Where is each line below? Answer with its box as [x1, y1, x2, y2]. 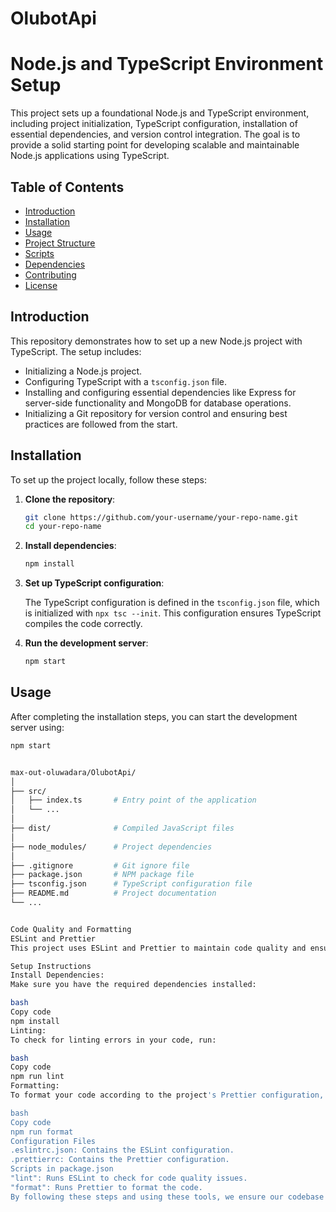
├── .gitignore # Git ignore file [10, 860, 190, 871]
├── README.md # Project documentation [10, 888, 217, 899]
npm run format [10, 1127, 74, 1137]
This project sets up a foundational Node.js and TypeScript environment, [10, 107, 310, 119]
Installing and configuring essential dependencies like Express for [24, 386, 297, 398]
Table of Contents [10, 178, 125, 196]
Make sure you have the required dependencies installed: [10, 980, 257, 990]
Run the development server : [24, 637, 149, 649]
